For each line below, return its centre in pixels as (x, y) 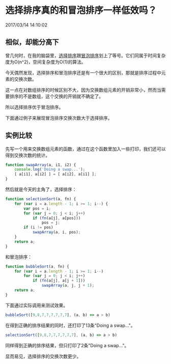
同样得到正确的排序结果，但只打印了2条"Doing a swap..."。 (67, 345)
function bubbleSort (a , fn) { (37, 266)
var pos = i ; (37, 209)
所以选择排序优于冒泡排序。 (34, 107)
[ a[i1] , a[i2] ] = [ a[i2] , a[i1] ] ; (55, 174)
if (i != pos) (38, 227)
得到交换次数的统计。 (27, 155)
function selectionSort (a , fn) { (41, 199)
